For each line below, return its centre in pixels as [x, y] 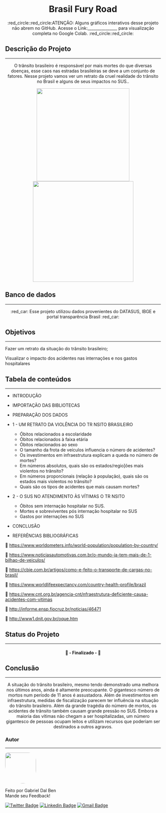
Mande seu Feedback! [28, 796]
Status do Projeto [32, 634]
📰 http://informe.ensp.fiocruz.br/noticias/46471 [53, 609]
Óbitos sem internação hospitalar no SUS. [62, 506]
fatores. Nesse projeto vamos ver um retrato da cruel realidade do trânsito [83, 76]
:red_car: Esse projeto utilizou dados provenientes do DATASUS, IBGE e [83, 311]
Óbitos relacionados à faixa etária [54, 439]
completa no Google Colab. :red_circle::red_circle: [83, 33]
